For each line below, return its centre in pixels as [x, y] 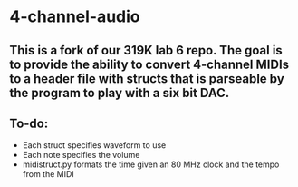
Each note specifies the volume [81, 155]
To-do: [29, 123]
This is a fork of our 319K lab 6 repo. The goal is [146, 50]
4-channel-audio [75, 17]
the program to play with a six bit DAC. [120, 93]
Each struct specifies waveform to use [94, 145]
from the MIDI [48, 174]
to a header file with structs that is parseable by [147, 79]
